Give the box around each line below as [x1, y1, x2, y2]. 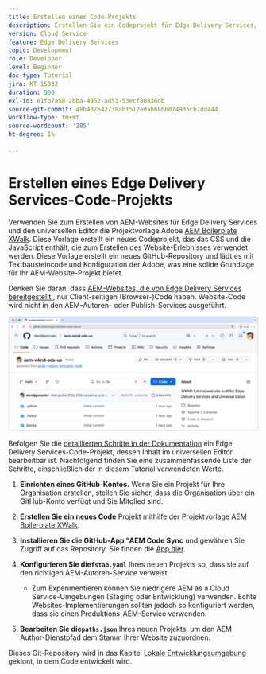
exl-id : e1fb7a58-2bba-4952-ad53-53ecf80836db [8, 96, 165, 105]
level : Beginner [8, 64, 62, 72]
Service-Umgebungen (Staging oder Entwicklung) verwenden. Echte [31, 591, 256, 601]
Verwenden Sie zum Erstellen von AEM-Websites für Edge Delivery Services [8, 217, 258, 227]
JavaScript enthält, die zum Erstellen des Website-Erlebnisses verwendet [8, 243, 249, 252]
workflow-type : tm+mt [8, 114, 80, 122]
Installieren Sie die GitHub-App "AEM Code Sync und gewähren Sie [19, 536, 245, 545]
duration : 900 [8, 88, 56, 96]
